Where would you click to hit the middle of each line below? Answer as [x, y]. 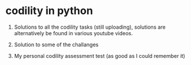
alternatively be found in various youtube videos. [73, 33]
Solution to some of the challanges [56, 45]
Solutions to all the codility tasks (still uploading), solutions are [90, 27]
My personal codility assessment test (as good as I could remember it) [100, 56]
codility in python [49, 11]
